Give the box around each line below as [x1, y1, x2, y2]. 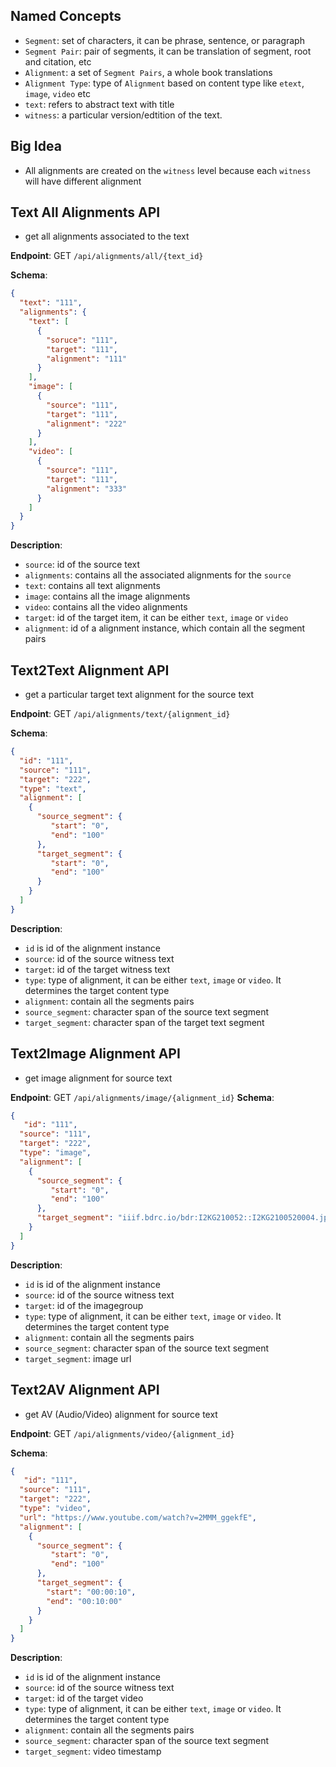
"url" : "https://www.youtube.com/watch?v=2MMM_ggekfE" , [19, 1512, 257, 1523]
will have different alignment [24, 175, 142, 187]
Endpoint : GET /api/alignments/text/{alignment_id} [10, 708, 231, 719]
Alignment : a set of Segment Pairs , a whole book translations [24, 66, 273, 78]
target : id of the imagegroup [24, 1299, 144, 1311]
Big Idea [10, 138, 62, 155]
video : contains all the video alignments [24, 601, 188, 613]
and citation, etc [24, 55, 92, 68]
